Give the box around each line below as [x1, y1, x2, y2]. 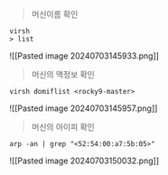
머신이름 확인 [31, 9, 79, 19]
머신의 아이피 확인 [31, 122, 95, 132]
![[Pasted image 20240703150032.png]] [9, 155, 160, 166]
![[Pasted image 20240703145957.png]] [9, 103, 158, 114]
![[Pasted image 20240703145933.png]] [9, 51, 160, 61]
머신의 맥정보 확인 [31, 69, 95, 79]
